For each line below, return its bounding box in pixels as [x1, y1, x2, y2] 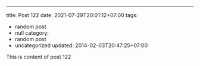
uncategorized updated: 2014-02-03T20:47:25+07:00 [14, 42, 148, 49]
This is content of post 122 [6, 54, 71, 60]
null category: [14, 29, 49, 36]
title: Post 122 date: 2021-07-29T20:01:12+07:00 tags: [6, 12, 138, 18]
